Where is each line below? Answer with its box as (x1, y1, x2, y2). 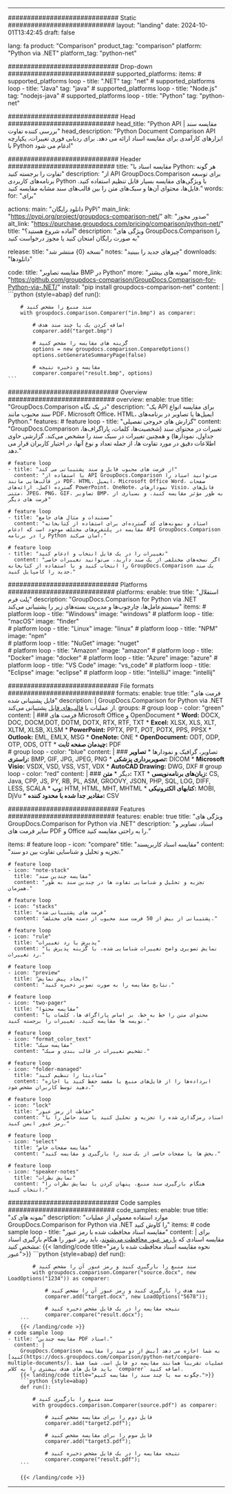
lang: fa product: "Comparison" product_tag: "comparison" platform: (8, 42, 202, 50)
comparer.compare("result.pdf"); (44, 1456, 140, 1463)
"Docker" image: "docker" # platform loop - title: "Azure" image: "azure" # (8, 654, 218, 662)
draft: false (44, 28, 75, 37)
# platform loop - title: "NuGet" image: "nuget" (8, 639, 140, 647)
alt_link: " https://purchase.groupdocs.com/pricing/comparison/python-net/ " (8, 220, 224, 227)
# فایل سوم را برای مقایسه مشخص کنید (44, 1432, 154, 1439)
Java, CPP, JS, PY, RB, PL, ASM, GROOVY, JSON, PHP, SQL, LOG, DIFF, (8, 777, 211, 785)
